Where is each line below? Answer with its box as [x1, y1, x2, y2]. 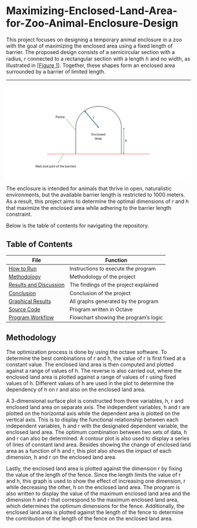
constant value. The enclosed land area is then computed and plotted [6, 360, 174, 368]
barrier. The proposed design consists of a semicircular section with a [6, 48, 175, 55]
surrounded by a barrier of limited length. [6, 68, 106, 75]
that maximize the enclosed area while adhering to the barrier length [6, 205, 172, 212]
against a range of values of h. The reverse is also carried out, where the [6, 367, 182, 374]
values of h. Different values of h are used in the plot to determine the [6, 379, 174, 386]
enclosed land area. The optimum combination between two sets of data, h [6, 428, 188, 436]
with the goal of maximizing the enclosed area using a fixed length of [6, 42, 173, 49]
